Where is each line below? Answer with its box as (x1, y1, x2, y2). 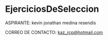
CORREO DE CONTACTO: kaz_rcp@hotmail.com (5, 29, 103, 35)
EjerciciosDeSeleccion (5, 3, 100, 15)
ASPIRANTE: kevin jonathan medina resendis (5, 20, 96, 26)
